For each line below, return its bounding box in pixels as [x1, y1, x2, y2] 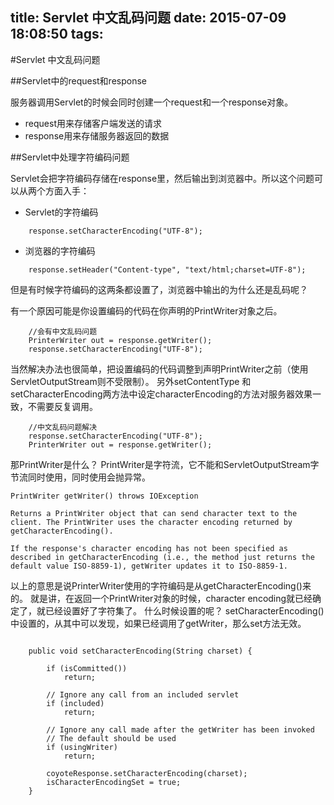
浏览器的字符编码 [24, 244, 96, 257]
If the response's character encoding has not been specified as [10, 543, 288, 553]
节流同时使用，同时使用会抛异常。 [10, 471, 151, 483]
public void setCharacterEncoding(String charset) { [28, 646, 253, 656]
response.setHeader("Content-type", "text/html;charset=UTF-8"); [28, 264, 307, 275]
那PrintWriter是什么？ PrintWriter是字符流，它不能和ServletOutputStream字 [10, 458, 320, 470]
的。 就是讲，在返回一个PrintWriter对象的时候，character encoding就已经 [10, 592, 313, 604]
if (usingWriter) [46, 742, 118, 752]
